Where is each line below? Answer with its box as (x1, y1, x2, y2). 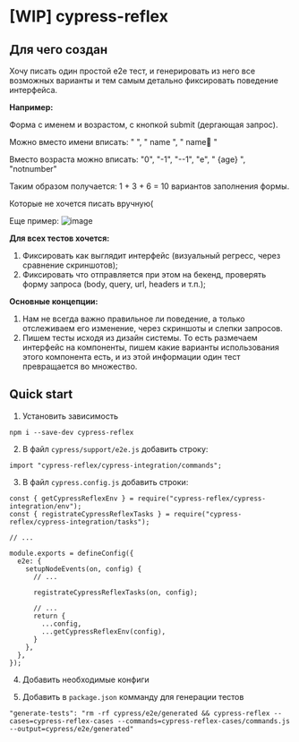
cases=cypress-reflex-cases (9, 716, 115, 726)
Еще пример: (9, 216, 60, 226)
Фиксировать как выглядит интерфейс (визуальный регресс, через (21, 251, 281, 260)
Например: (9, 102, 54, 113)
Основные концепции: (9, 296, 98, 306)
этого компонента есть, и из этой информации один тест (21, 352, 241, 362)
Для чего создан (9, 42, 108, 57)
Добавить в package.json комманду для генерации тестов (21, 691, 244, 702)
